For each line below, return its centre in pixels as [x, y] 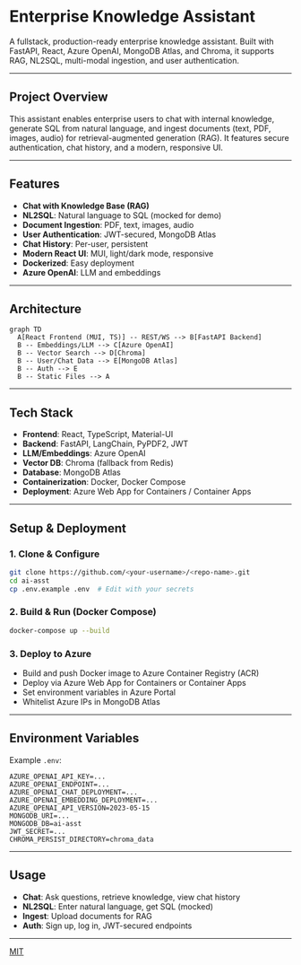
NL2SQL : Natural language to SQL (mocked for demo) [122, 215]
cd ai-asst [30, 581]
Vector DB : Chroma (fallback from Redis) [98, 463]
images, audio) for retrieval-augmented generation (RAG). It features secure [149, 137]
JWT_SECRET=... [38, 831]
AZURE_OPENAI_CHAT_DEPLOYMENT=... [74, 792]
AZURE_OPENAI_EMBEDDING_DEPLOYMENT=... [84, 800]
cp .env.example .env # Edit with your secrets [102, 589]
